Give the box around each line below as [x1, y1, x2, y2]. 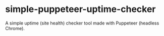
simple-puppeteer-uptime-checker [5, 3, 156, 15]
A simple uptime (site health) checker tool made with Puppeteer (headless [5, 20, 159, 26]
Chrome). [5, 25, 25, 31]
